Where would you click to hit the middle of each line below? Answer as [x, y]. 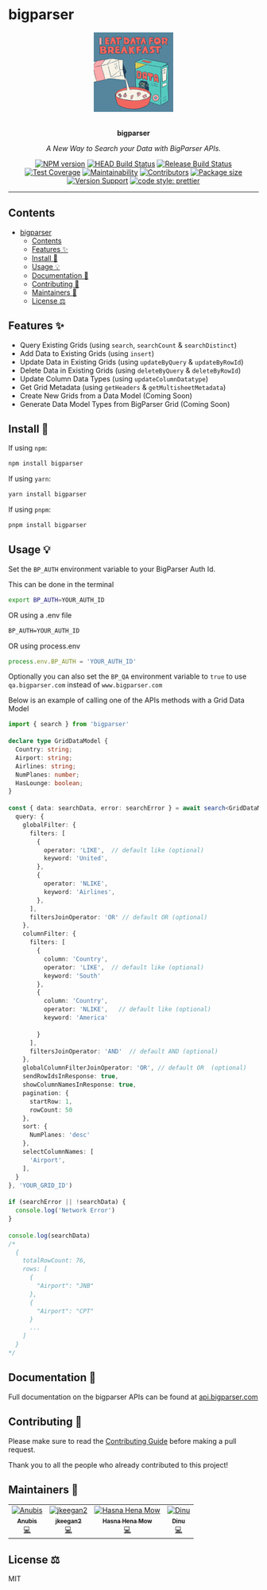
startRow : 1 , [51, 1101]
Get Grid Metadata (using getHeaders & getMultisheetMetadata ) [123, 387]
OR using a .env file [40, 615]
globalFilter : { [50, 825]
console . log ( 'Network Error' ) [65, 1211]
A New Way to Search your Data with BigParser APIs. [133, 148]
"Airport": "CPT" [65, 1311]
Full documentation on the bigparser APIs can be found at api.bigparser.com [133, 1397]
